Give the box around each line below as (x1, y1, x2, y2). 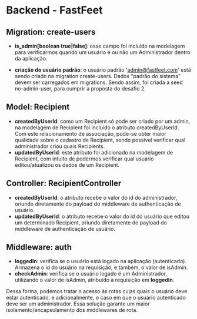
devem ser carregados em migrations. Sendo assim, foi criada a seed (14, 79, 183, 86)
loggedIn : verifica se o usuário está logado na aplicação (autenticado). (14, 258, 187, 265)
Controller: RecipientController (6, 179, 122, 189)
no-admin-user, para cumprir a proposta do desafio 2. (14, 85, 146, 92)
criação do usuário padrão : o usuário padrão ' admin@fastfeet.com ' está (14, 66, 191, 73)
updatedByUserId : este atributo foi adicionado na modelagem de (14, 149, 173, 156)
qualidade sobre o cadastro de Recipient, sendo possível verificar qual (14, 136, 186, 143)
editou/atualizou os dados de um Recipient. (14, 161, 120, 168)
